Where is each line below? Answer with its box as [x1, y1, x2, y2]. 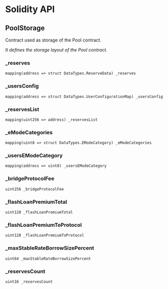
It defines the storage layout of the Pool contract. [5, 47, 108, 53]
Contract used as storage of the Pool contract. [5, 37, 102, 43]
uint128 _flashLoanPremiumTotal [5, 210, 73, 215]
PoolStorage [5, 24, 45, 32]
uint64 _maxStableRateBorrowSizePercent [5, 256, 92, 261]
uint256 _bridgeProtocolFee [5, 186, 64, 191]
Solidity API [5, 4, 55, 15]
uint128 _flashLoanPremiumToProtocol [5, 233, 85, 238]
